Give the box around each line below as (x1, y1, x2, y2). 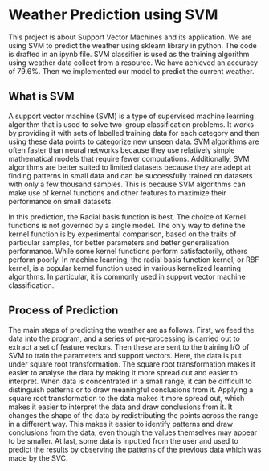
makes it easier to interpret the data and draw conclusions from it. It (8, 402, 233, 412)
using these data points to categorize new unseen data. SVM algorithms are (8, 137, 259, 146)
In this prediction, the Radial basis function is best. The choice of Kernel (8, 211, 247, 222)
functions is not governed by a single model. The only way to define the (8, 220, 247, 230)
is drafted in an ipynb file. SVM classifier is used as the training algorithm (8, 49, 250, 59)
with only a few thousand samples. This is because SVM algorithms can (8, 179, 247, 189)
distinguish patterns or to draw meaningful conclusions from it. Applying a (8, 384, 254, 395)
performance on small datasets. (8, 196, 114, 206)
